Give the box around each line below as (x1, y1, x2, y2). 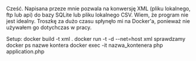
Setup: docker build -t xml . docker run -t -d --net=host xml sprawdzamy (6, 36, 186, 42)
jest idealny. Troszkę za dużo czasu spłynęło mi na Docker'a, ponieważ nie (6, 18, 190, 24)
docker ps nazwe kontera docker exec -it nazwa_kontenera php (6, 41, 163, 49)
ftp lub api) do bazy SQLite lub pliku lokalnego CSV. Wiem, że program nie (6, 11, 189, 18)
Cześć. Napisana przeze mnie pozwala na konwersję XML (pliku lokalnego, (6, 5, 191, 12)
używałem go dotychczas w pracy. (6, 24, 92, 31)
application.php (6, 48, 45, 55)
